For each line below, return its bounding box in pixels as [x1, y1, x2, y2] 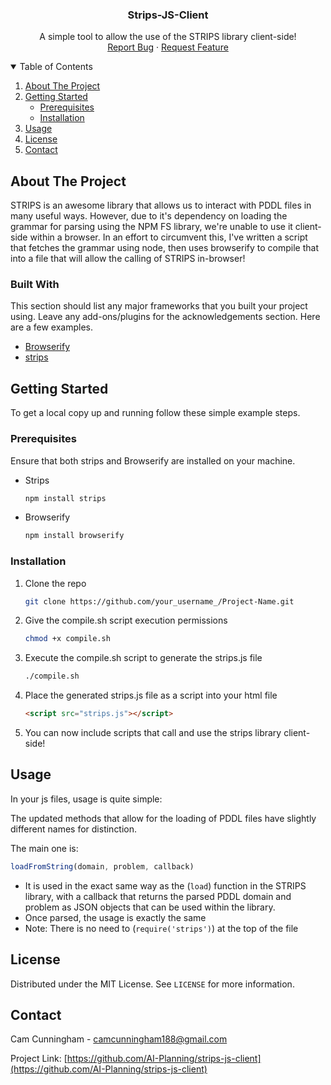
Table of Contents [19, 61, 93, 73]
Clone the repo [24, 577, 87, 589]
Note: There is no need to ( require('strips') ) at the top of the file [24, 922, 299, 934]
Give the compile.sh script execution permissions [24, 614, 228, 627]
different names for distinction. [10, 823, 138, 835]
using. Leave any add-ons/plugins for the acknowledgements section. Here [10, 311, 321, 323]
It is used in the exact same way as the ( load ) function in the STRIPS [24, 879, 307, 892]
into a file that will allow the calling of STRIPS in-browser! [10, 253, 246, 265]
